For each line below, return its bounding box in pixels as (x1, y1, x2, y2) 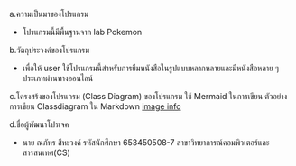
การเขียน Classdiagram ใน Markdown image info (9, 101, 181, 112)
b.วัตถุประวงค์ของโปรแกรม (9, 45, 90, 55)
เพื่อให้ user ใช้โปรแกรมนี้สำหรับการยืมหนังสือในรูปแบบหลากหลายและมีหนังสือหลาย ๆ (22, 63, 280, 73)
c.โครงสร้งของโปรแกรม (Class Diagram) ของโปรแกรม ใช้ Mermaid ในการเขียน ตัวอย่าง (9, 91, 288, 101)
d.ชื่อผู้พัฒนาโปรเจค (9, 119, 69, 130)
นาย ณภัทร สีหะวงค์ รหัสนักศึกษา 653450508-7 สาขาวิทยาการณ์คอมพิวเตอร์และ (22, 137, 270, 148)
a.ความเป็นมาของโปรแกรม (9, 9, 88, 19)
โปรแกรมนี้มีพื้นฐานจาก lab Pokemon (22, 27, 143, 37)
